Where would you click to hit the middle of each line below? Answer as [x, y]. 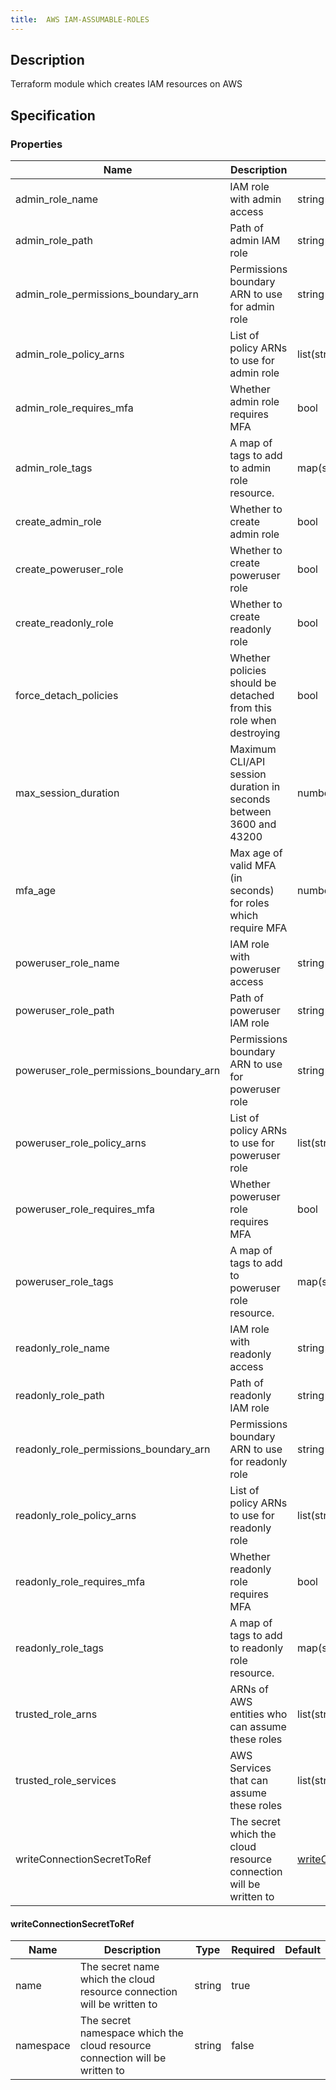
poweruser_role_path [65, 1011]
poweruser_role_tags [64, 1282]
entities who [258, 1714]
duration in [255, 787]
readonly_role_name [62, 1348]
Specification [53, 115]
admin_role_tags [54, 468]
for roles [249, 903]
